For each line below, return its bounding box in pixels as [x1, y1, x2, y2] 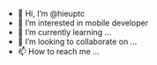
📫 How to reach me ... [17, 47, 100, 56]
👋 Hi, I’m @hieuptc [17, 9, 86, 18]
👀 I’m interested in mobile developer [17, 18, 148, 28]
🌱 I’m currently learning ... [17, 27, 112, 37]
